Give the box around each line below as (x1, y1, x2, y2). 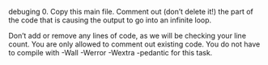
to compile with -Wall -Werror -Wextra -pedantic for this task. (8, 48, 213, 57)
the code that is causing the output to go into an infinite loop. (8, 15, 212, 25)
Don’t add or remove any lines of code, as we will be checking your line (8, 31, 247, 40)
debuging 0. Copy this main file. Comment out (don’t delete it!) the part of (8, 7, 253, 16)
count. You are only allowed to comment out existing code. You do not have (8, 39, 261, 49)
